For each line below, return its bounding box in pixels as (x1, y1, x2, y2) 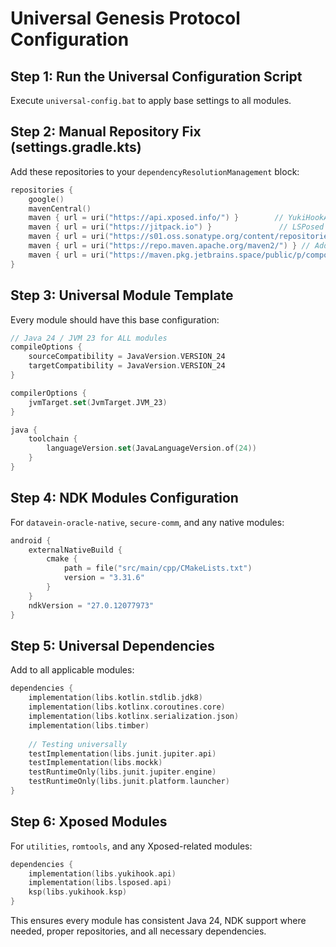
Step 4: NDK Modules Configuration (10, 490, 239, 507)
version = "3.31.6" (63, 573, 145, 583)
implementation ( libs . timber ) (28, 720, 150, 731)
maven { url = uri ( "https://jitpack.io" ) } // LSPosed (28, 222, 325, 232)
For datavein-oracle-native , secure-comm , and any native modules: (10, 516, 285, 528)
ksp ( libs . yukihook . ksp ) (28, 887, 128, 897)
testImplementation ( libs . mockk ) (28, 758, 163, 768)
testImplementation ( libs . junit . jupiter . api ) (28, 748, 217, 759)
